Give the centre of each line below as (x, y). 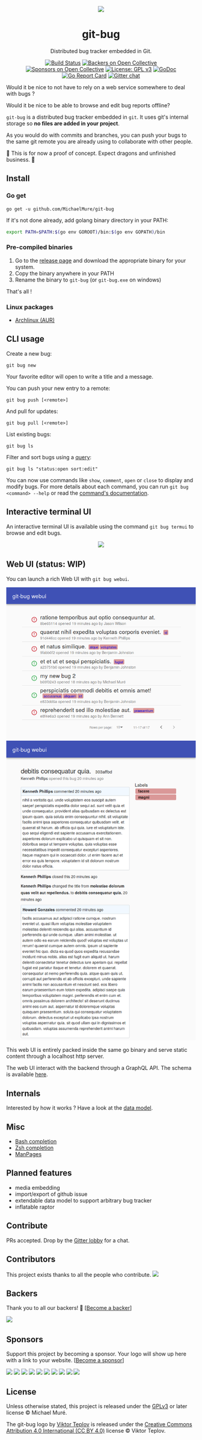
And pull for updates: (32, 411)
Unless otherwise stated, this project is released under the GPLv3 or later (97, 1406)
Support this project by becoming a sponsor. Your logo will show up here (96, 1354)
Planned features (39, 1173)
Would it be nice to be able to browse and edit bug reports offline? (88, 105)
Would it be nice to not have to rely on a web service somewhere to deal (96, 87)
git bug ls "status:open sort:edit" (52, 469)
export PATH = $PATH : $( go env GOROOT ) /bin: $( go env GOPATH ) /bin (86, 232)
